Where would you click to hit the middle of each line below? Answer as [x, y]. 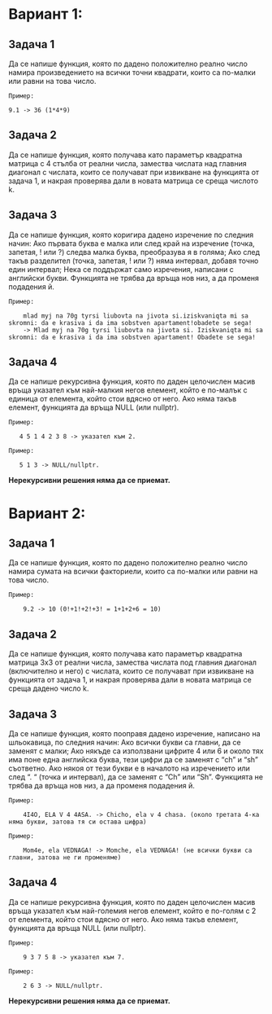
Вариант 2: [47, 513]
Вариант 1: [45, 14]
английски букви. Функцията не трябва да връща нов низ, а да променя [134, 278]
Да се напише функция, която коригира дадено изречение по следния [131, 235]
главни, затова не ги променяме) [65, 858]
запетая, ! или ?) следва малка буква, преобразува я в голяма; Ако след [134, 252]
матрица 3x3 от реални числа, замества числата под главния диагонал [133, 663]
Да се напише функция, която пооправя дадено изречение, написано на [134, 734]
